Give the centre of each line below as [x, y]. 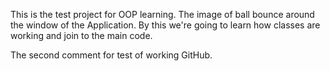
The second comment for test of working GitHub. [111, 55]
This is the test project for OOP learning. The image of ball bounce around [162, 14]
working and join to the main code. [81, 35]
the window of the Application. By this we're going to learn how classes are [165, 25]
